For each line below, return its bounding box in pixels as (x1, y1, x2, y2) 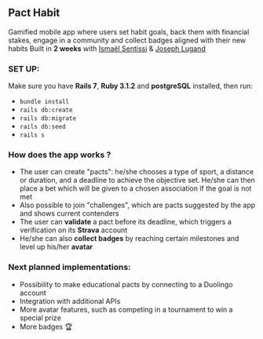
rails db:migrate (19, 115, 77, 122)
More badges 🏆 (19, 322, 73, 331)
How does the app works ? (8, 149, 111, 160)
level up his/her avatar (19, 242, 93, 252)
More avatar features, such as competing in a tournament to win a (19, 304, 233, 314)
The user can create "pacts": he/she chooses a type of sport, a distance (19, 167, 254, 177)
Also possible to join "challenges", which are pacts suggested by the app (19, 200, 256, 210)
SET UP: (8, 63, 40, 74)
